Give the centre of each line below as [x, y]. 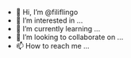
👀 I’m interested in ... [49, 20]
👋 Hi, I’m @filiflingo [47, 12]
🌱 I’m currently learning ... [58, 29]
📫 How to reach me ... [52, 46]
